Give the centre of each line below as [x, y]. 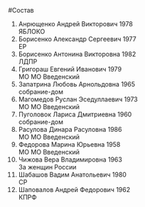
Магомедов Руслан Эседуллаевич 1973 [78, 99]
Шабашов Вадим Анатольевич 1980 [72, 174]
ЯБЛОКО [32, 32]
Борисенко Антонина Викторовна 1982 [77, 54]
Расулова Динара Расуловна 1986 [70, 129]
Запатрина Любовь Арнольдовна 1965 [77, 84]
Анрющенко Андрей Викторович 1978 [76, 24]
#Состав [21, 10]
